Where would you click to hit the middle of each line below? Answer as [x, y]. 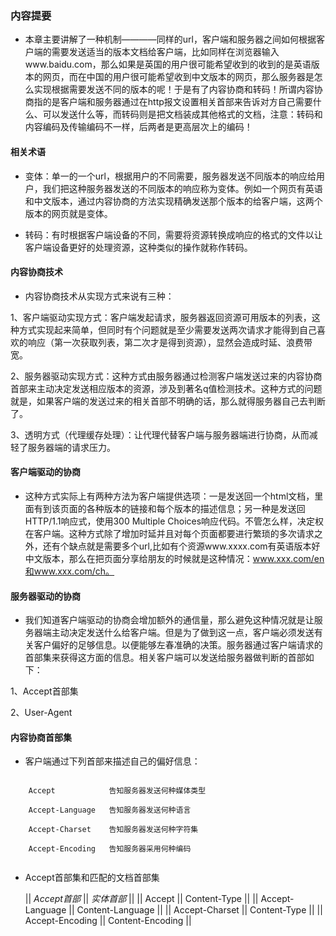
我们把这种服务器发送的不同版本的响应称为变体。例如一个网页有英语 [182, 188]
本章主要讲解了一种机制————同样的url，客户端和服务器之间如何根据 [170, 39]
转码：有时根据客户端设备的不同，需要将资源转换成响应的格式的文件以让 [173, 234]
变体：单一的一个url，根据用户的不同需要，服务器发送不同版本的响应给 [170, 176]
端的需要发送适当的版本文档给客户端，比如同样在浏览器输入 [156, 52]
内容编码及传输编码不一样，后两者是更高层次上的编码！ [138, 127]
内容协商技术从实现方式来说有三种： [99, 296]
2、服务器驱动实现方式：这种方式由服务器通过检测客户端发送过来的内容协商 [166, 376]
